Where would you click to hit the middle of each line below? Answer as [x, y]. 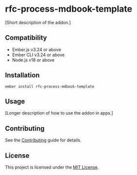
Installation [22, 75]
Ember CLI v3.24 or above [38, 55]
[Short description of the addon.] [38, 22]
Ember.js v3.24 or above [36, 49]
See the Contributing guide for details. [43, 140]
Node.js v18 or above [33, 60]
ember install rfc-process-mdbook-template [50, 86]
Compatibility [26, 38]
